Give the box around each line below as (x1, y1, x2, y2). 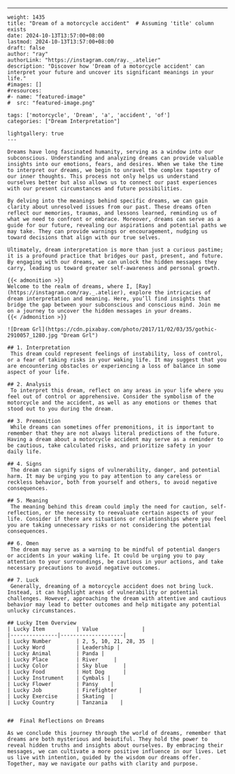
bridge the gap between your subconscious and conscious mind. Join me (7, 301, 220, 308)
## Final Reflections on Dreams (7, 717, 105, 724)
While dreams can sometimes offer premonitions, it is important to (10, 424, 215, 431)
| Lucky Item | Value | (7, 626, 145, 633)
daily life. (7, 448, 42, 455)
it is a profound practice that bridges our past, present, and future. (7, 252, 224, 259)
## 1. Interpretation (7, 344, 71, 351)
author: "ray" (7, 50, 49, 57)
